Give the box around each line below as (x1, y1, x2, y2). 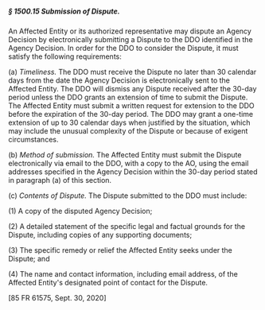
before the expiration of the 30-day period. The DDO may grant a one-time (8, 109, 254, 118)
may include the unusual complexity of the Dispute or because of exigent (8, 126, 248, 135)
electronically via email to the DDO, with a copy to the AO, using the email (8, 158, 249, 168)
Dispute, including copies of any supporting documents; (8, 230, 193, 239)
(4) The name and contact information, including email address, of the (8, 269, 239, 278)
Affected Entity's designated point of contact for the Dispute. (8, 277, 208, 287)
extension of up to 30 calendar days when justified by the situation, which (8, 118, 251, 127)
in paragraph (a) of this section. (8, 175, 112, 184)
